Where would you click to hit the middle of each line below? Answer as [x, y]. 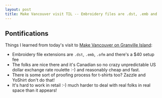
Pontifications [27, 34]
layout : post [18, 9]
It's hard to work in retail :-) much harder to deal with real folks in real [81, 85]
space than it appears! [34, 90]
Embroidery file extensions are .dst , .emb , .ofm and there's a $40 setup [83, 55]
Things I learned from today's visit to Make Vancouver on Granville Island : [79, 45]
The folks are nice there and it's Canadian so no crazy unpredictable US [84, 65]
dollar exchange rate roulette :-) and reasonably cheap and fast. [76, 70]
